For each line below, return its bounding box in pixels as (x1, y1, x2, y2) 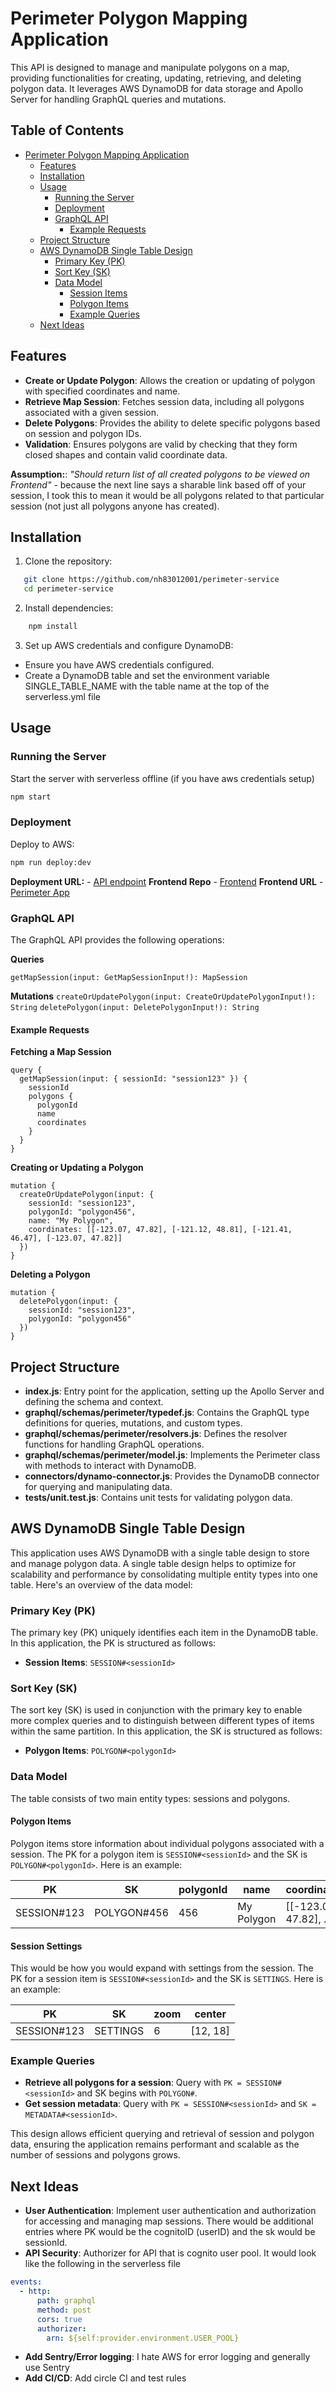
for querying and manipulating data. (24, 1481, 173, 1493)
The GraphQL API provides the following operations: (10, 934, 225, 946)
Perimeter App (10, 886, 70, 898)
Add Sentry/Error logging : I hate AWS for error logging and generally (24, 2351, 311, 2363)
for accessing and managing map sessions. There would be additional (24, 2215, 314, 2227)
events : (10, 2277, 43, 2287)
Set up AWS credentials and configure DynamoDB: (24, 640, 234, 651)
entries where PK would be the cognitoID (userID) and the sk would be (24, 2226, 316, 2238)
